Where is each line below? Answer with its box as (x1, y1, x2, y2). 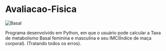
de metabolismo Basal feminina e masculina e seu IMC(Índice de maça (5, 35, 152, 41)
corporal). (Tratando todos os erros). (5, 40, 81, 46)
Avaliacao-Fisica (5, 3, 77, 15)
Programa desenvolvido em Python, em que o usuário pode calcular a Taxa (5, 29, 161, 35)
